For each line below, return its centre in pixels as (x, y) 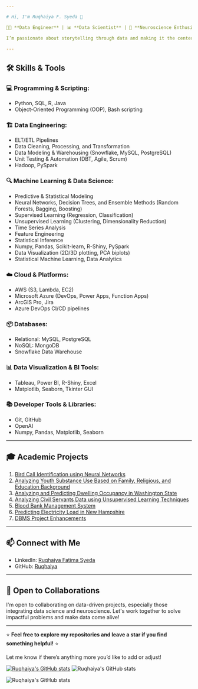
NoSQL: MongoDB (37, 346)
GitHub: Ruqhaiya (36, 566)
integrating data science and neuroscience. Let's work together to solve (93, 611)
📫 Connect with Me (43, 543)
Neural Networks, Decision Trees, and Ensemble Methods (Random (96, 202)
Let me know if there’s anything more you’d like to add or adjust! (84, 657)
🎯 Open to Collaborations (53, 591)
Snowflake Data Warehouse (48, 352)
